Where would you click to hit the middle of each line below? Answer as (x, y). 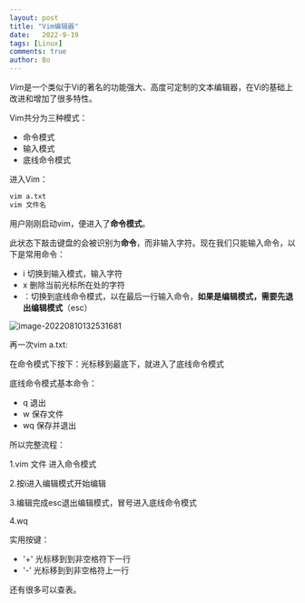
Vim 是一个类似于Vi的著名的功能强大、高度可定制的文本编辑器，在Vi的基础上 (151, 87)
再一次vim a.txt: (39, 344)
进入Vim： (29, 179)
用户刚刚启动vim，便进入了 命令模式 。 (80, 223)
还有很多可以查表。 (45, 589)
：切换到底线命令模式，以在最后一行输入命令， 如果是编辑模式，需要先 (154, 296)
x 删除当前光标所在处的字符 (74, 285)
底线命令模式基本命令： (53, 383)
